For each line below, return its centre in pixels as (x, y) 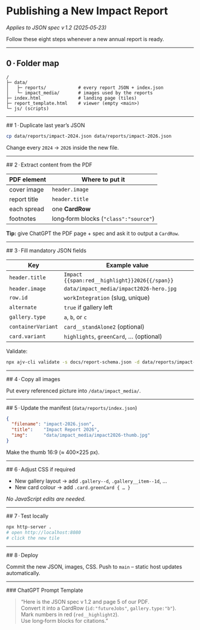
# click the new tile (33, 538)
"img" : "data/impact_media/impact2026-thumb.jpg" (81, 436)
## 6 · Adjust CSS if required (41, 469)
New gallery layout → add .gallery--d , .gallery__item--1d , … (91, 481)
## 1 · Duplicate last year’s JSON (46, 125)
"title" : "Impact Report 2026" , (56, 430)
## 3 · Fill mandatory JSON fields (46, 250)
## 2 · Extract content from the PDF (49, 165)
